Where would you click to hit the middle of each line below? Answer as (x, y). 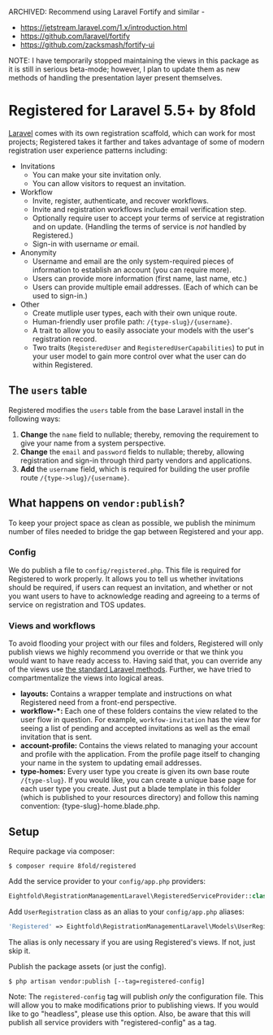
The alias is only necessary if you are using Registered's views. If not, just (132, 942)
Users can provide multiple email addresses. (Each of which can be (145, 287)
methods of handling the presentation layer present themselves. (115, 78)
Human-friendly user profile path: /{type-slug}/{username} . (132, 321)
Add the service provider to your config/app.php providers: (107, 881)
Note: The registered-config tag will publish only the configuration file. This (136, 996)
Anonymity (38, 252)
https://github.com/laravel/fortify (75, 36)
